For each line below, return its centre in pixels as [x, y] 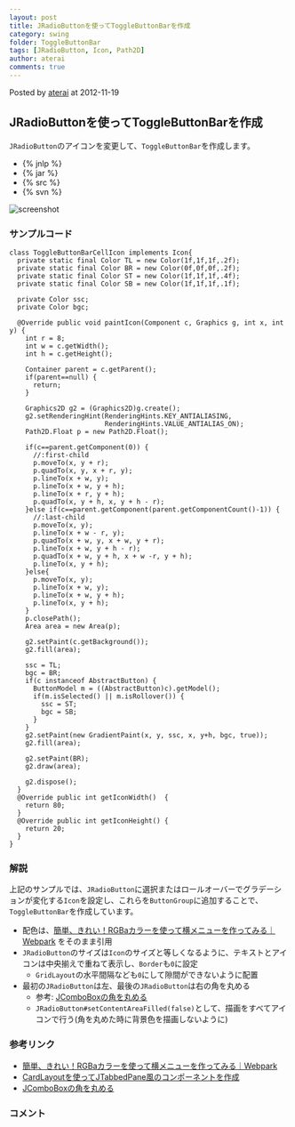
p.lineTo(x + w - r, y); [79, 533]
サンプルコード [41, 234]
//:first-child [61, 455]
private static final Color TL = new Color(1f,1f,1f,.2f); [129, 260]
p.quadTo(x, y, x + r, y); [83, 471]
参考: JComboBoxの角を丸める [92, 997]
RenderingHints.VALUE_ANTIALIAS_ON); [174, 423]
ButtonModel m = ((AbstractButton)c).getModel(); [126, 688]
